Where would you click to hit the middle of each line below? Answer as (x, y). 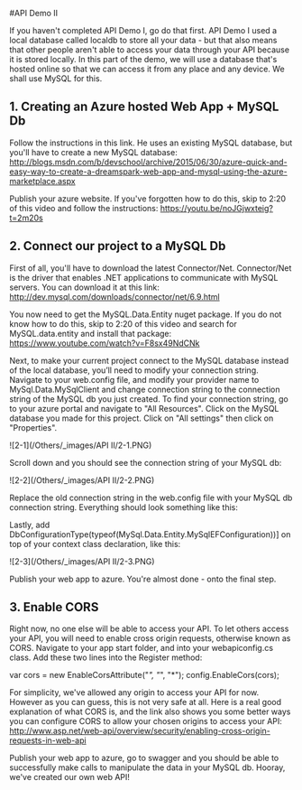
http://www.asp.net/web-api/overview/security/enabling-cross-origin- (140, 731)
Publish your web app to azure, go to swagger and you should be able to (144, 758)
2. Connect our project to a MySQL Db (118, 246)
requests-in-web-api (48, 740)
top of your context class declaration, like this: (95, 544)
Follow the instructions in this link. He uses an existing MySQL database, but (151, 143)
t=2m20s (26, 218)
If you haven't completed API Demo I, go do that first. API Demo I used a (143, 30)
